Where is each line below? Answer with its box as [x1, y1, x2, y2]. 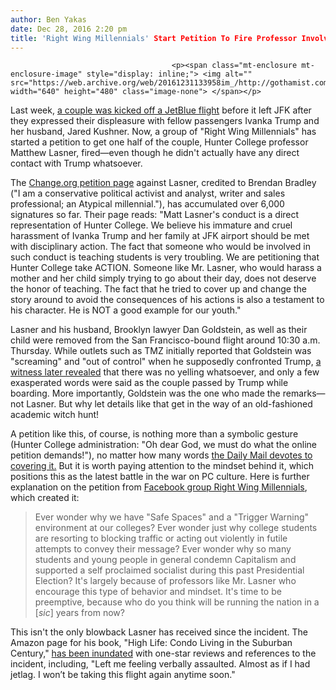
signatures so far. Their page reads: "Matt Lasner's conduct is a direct [10, 209, 300, 221]
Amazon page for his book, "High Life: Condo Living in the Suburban [10, 637, 293, 649]
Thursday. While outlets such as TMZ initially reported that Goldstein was [10, 345, 312, 357]
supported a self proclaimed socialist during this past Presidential [34, 564, 305, 576]
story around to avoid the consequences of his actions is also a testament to [10, 294, 325, 306]
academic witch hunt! [10, 409, 100, 421]
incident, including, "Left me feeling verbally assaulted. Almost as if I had [10, 658, 311, 670]
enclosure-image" [10, 69, 83, 80]
